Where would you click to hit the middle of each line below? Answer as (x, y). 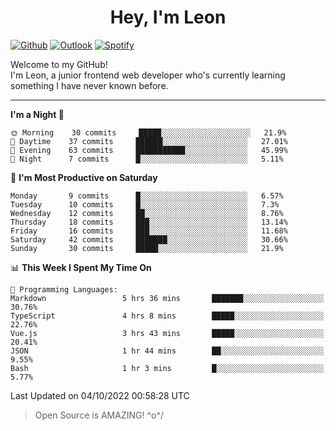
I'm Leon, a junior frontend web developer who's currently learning (148, 75)
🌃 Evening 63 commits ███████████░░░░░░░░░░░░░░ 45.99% (149, 150)
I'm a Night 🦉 (37, 114)
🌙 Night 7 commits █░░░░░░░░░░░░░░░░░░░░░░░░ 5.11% (147, 159)
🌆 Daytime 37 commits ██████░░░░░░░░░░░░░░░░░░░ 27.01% (149, 141)
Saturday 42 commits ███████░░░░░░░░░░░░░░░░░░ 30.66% (149, 239)
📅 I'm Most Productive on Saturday (84, 177)
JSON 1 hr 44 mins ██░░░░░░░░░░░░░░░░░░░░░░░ (167, 351)
